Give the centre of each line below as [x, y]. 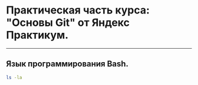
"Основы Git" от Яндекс [68, 23]
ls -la [14, 77]
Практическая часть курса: [78, 10]
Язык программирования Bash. [67, 64]
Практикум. [37, 35]
